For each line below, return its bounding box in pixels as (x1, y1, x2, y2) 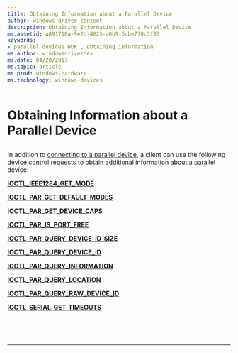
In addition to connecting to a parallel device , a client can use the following (7, 150, 226, 158)
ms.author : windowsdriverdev (7, 50, 93, 58)
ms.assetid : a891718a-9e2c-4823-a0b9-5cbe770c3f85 (7, 30, 160, 38)
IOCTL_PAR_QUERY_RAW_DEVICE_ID (7, 289, 120, 298)
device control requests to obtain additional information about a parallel (7, 158, 216, 166)
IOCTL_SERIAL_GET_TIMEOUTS (7, 303, 102, 311)
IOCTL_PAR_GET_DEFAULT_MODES (7, 192, 113, 201)
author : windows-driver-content (7, 17, 103, 24)
